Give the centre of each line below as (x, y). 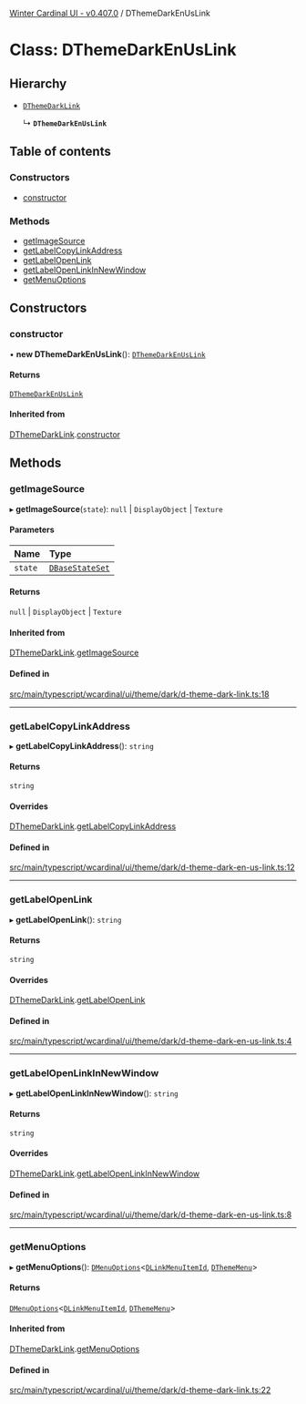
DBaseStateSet (80, 568)
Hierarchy (38, 83)
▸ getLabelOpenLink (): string (66, 919)
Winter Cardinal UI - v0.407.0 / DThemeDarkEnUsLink (110, 13)
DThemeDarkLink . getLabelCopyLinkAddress (93, 826)
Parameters (32, 530)
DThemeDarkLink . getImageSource (74, 653)
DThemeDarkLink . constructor (65, 435)
